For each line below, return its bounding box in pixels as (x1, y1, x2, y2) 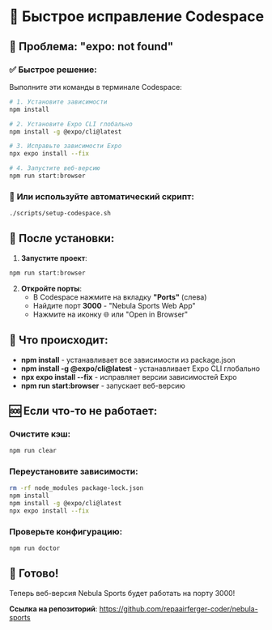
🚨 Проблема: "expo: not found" (9, 40, 174, 53)
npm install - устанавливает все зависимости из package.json (20, 355, 236, 364)
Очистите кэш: (9, 428, 71, 440)
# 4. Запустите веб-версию (9, 164, 100, 172)
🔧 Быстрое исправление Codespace (9, 7, 265, 26)
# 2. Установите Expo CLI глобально (9, 120, 133, 128)
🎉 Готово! (9, 567, 59, 581)
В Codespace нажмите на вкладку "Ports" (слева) (32, 292, 207, 302)
